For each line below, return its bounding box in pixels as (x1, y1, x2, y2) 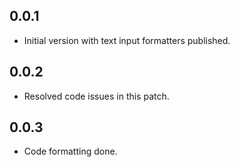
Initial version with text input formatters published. (23, 34, 231, 46)
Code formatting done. (23, 145, 118, 158)
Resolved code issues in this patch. (23, 90, 170, 102)
